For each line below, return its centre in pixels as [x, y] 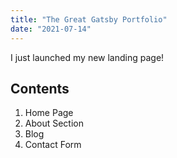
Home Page [49, 113]
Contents [40, 88]
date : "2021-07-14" [51, 29]
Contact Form [53, 145]
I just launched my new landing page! [87, 57]
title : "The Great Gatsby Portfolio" [89, 19]
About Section [54, 123]
